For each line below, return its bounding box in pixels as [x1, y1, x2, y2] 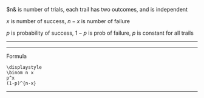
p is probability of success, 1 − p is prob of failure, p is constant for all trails [6, 29, 194, 37]
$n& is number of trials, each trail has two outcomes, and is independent [6, 6, 188, 13]
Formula [6, 52, 27, 60]
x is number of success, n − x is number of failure [6, 18, 131, 24]
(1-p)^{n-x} [6, 80, 36, 86]
